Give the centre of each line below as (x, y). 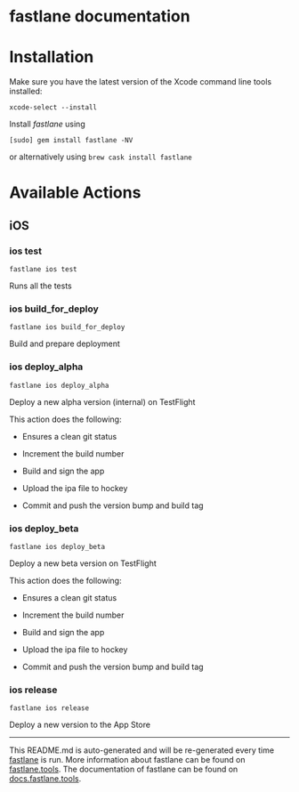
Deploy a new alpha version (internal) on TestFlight (102, 401)
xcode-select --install (53, 108)
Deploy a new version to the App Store (80, 725)
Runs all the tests (41, 286)
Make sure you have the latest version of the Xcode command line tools (141, 82)
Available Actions (75, 193)
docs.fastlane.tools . (45, 779)
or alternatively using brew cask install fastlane (101, 157)
